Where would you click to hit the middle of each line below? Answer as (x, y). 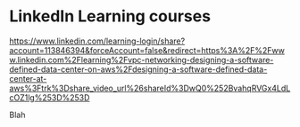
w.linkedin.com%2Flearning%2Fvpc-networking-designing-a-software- (142, 60)
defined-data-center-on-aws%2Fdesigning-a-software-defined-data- (138, 69)
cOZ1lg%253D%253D (50, 97)
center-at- (28, 78)
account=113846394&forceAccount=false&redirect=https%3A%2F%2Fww (147, 50)
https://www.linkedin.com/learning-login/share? (97, 41)
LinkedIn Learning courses (110, 16)
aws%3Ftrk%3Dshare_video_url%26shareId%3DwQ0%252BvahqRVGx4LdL (150, 88)
